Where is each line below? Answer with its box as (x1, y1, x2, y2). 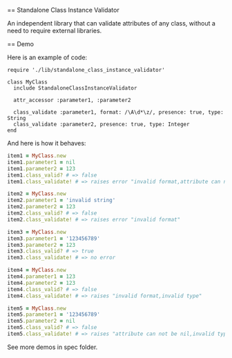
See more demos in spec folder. (7, 343, 98, 351)
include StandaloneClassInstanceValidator (13, 85, 137, 92)
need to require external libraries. (7, 27, 102, 34)
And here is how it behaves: (7, 139, 86, 147)
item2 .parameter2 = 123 (7, 203, 76, 210)
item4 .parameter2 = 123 (7, 279, 76, 286)
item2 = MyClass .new (7, 190, 67, 197)
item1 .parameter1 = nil (7, 159, 76, 166)
